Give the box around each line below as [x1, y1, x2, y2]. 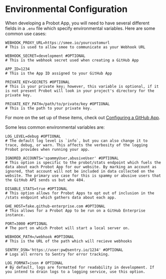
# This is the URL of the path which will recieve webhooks [5, 239, 133, 244]
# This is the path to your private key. [5, 106, 92, 111]
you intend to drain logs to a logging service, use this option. [5, 269, 146, 274]
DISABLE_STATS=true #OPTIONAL [5, 186, 68, 191]
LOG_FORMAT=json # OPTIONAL [5, 261, 64, 266]
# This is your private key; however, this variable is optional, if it [5, 84, 159, 89]
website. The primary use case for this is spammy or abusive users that [5, 173, 162, 178]
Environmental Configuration [5, 3, 128, 15]
